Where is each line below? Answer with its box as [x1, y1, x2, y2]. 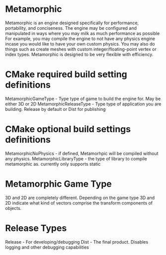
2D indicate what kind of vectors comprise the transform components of [5, 200, 153, 206]
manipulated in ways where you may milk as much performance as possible [5, 30, 160, 36]
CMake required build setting [5, 69, 127, 80]
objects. [5, 205, 22, 211]
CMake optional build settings [5, 124, 131, 135]
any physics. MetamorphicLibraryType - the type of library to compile [5, 155, 147, 161]
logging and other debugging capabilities [5, 244, 89, 250]
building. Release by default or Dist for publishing [5, 106, 106, 112]
